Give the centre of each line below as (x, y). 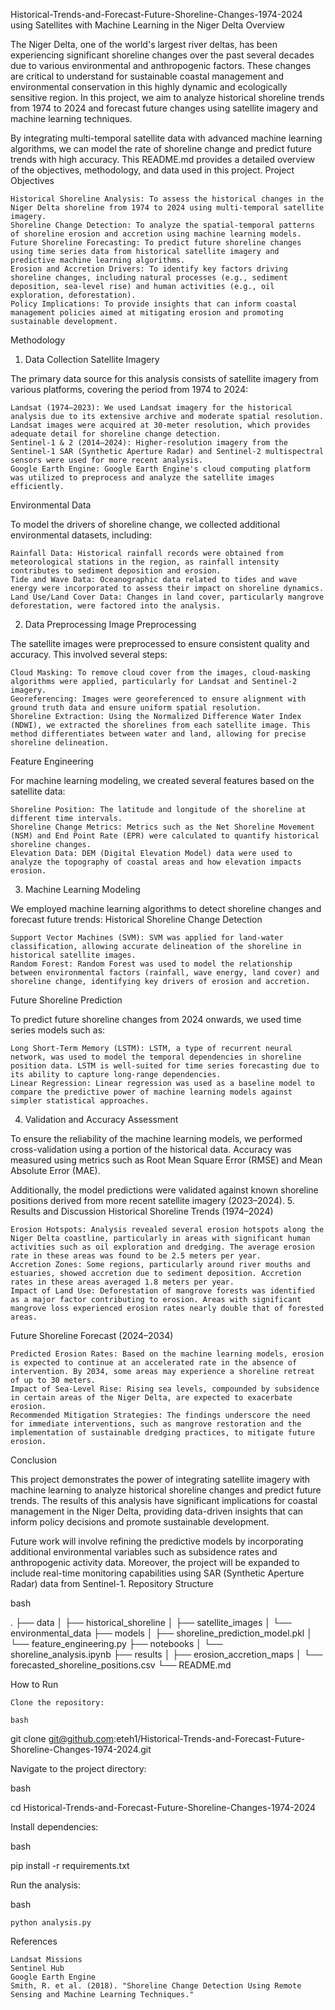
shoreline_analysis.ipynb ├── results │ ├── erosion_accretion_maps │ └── (166, 1654)
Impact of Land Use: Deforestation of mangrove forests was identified (162, 1291)
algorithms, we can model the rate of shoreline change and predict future (161, 148)
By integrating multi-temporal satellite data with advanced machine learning (166, 138)
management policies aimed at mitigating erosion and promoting (147, 313)
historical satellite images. (73, 955)
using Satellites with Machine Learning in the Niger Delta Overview (147, 25)
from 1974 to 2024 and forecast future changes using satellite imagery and (164, 108)
